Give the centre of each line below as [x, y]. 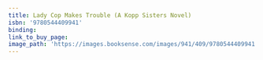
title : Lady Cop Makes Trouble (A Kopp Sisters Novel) [100, 15]
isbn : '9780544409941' [45, 23]
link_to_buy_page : [38, 37]
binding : [22, 30]
